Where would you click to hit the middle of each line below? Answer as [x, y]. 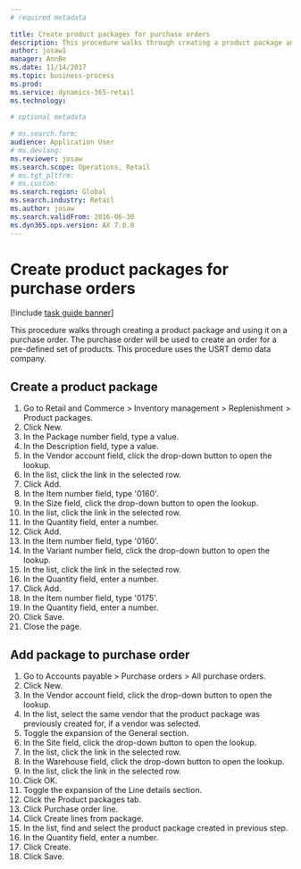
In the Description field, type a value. [91, 447]
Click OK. [40, 781]
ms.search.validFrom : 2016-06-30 [72, 217]
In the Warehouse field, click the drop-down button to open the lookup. [154, 762]
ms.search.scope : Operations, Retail [80, 167]
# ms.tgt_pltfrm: [42, 175]
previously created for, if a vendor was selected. [112, 723]
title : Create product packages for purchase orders [110, 34]
